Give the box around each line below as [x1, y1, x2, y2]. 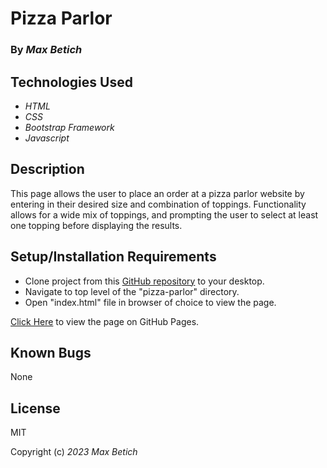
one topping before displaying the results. [10, 219, 183, 231]
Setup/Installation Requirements [10, 248, 217, 266]
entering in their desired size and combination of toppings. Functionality [10, 198, 307, 210]
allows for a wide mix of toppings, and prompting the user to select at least [10, 208, 319, 221]
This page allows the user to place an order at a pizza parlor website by [10, 187, 305, 199]
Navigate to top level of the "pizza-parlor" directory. [24, 285, 240, 297]
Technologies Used [10, 73, 133, 91]
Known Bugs [10, 344, 92, 361]
